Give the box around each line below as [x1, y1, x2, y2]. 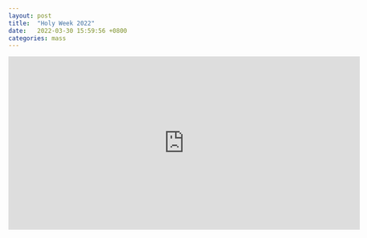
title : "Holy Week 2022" [8, 19, 95, 27]
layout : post [8, 11, 52, 20]
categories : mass [8, 34, 67, 42]
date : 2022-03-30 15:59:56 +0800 [8, 26, 128, 34]
